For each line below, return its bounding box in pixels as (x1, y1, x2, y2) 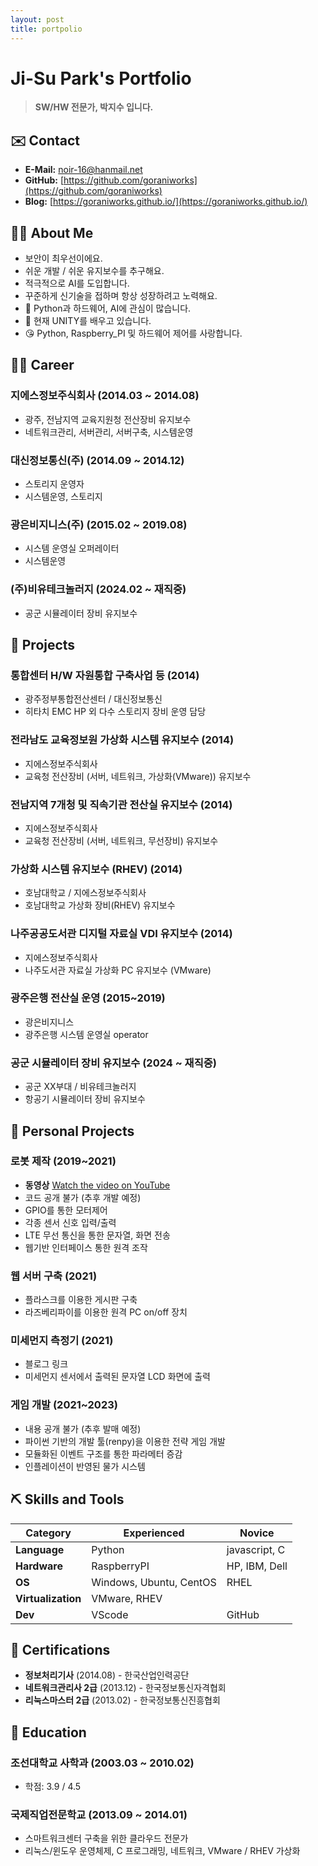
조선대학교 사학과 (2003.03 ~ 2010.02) (10, 1756, 195, 1770)
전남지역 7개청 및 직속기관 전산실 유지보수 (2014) (10, 797, 233, 811)
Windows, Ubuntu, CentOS (91, 1575, 217, 1589)
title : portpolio (10, 24, 83, 34)
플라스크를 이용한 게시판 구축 (24, 1294, 138, 1306)
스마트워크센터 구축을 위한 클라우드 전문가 (24, 1832, 189, 1845)
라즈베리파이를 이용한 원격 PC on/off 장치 (24, 1306, 188, 1318)
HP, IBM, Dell (226, 1559, 288, 1573)
